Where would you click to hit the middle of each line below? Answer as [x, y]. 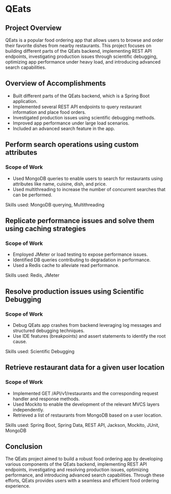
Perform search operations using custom [72, 145]
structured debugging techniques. [48, 331]
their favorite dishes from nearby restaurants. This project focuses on [78, 46]
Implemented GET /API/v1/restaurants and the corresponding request [86, 393]
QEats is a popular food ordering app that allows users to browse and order [84, 40]
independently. [28, 409]
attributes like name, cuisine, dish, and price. [60, 184]
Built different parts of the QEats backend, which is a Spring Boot [81, 96]
